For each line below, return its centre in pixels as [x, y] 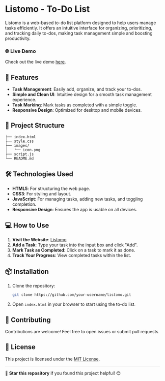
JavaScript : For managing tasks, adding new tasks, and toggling [78, 199]
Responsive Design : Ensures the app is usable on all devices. [75, 209]
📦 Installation [27, 271]
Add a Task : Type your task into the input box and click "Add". [75, 245]
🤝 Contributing [28, 320]
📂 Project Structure [35, 126]
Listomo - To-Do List [47, 9]
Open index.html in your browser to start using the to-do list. [74, 304]
